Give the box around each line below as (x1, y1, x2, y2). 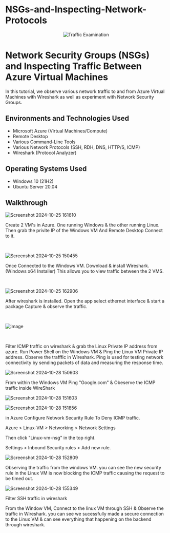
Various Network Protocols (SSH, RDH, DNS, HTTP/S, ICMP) (12, 144, 140, 150)
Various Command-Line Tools (12, 139, 76, 145)
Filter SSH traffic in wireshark (5, 496, 68, 502)
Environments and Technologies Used (5, 114, 130, 123)
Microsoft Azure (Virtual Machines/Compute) (12, 127, 108, 134)
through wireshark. (5, 522, 46, 528)
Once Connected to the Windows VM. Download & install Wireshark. (5, 263, 150, 269)
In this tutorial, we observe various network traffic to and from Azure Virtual (5, 88, 165, 94)
